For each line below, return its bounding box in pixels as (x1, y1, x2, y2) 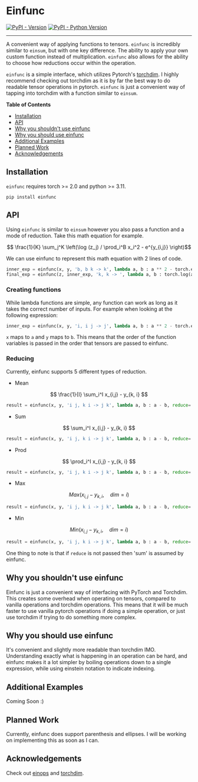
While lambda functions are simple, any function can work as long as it (6, 299, 178, 306)
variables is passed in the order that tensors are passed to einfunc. (6, 340, 169, 347)
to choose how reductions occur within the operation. (6, 59, 137, 66)
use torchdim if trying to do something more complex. (6, 613, 137, 621)
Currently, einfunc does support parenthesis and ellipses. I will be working (6, 731, 187, 737)
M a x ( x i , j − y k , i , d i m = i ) (68, 491, 130, 500)
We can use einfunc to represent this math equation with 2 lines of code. (6, 255, 183, 262)
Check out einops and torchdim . (6, 769, 84, 776)
